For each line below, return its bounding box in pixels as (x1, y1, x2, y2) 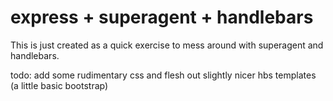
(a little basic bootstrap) (10, 79, 109, 91)
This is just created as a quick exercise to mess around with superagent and (10, 39, 324, 51)
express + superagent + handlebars (10, 6, 314, 29)
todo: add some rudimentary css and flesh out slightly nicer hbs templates (10, 69, 317, 81)
